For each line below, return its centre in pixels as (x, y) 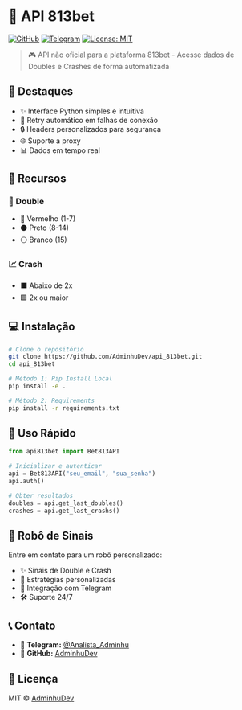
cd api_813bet (32, 364)
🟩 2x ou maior (44, 298)
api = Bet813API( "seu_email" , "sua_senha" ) (82, 474)
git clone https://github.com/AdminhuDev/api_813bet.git (105, 357)
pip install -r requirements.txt (64, 408)
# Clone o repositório (46, 349)
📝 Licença (33, 679)
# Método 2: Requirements (51, 400)
